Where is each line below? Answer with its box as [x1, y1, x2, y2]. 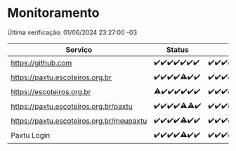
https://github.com [11, 58, 72, 68]
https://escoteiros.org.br [11, 87, 91, 97]
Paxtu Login [11, 131, 51, 140]
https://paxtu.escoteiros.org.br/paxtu [11, 102, 133, 112]
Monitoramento [7, 5, 100, 21]
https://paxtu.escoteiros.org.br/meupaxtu [11, 116, 147, 126]
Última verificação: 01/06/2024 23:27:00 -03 [7, 28, 138, 37]
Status [166, 44, 189, 54]
